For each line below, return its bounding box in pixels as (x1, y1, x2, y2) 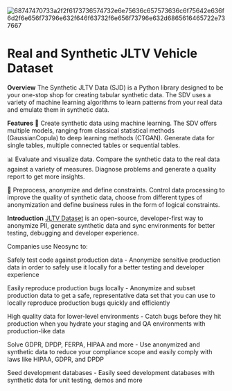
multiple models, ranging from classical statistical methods (7, 126, 175, 135)
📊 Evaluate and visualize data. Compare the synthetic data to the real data (7, 155, 220, 163)
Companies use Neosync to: (7, 242, 88, 250)
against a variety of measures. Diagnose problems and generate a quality (7, 165, 217, 173)
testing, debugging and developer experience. (7, 228, 139, 237)
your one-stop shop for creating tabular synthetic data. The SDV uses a (7, 90, 211, 99)
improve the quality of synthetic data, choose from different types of (7, 193, 203, 201)
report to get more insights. (7, 172, 85, 181)
